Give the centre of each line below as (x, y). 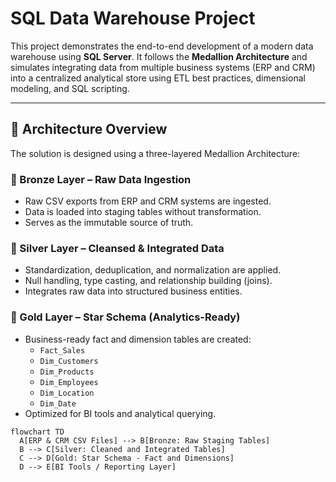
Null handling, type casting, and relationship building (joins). (148, 281)
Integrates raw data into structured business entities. (133, 291)
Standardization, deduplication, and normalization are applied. (153, 270)
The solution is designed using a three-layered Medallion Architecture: (155, 153)
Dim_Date (58, 403)
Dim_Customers (69, 361)
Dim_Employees (69, 382)
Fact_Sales (62, 350)
